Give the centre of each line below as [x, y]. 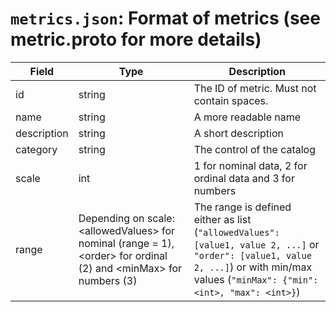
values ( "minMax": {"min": [256, 279]
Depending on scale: [126, 218]
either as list [222, 219]
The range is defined [242, 207]
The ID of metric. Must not [255, 88]
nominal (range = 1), [126, 243]
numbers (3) [108, 280]
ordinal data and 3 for [244, 178]
